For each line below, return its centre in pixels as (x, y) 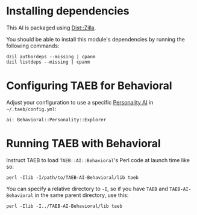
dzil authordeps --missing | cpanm (51, 56)
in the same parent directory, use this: (82, 195)
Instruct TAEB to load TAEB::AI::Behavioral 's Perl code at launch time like (98, 160)
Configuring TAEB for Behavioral (89, 86)
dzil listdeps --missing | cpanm (48, 62)
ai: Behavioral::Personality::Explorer (56, 120)
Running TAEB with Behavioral (83, 144)
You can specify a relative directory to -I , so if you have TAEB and (87, 189)
